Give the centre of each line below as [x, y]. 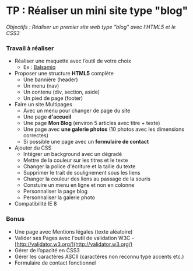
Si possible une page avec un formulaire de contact [86, 142]
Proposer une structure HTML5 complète [64, 74]
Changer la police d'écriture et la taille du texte [79, 166]
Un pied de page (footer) [53, 98]
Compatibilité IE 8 [36, 204]
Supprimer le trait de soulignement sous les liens [82, 173]
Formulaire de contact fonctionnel [55, 263]
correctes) [36, 135]
